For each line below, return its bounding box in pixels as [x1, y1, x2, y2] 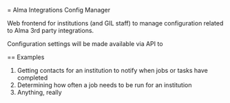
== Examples [7, 53, 45, 61]
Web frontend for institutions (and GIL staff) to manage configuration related [7, 19, 224, 27]
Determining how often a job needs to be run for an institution [17, 81, 192, 89]
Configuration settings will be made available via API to [7, 40, 163, 47]
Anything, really [17, 89, 62, 96]
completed [17, 73, 48, 82]
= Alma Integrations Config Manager [7, 6, 111, 14]
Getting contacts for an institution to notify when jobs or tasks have [17, 67, 208, 74]
